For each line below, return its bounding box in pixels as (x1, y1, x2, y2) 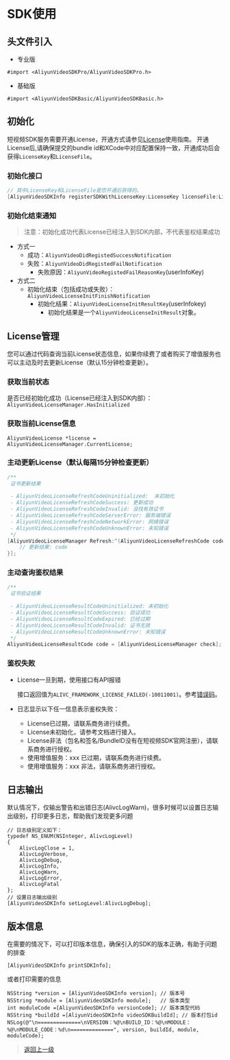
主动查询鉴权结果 (7, 568, 64, 578)
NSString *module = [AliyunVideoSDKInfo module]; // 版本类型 (7, 998, 190, 1004)
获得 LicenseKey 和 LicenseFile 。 (7, 152, 96, 160)
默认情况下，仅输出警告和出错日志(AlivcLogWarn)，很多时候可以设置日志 (7, 803, 213, 812)
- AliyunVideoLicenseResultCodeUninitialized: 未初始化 (10, 603, 169, 610)
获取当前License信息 (7, 419, 77, 428)
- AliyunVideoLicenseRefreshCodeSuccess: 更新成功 (10, 500, 154, 506)
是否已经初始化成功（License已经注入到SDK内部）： (7, 394, 153, 402)
